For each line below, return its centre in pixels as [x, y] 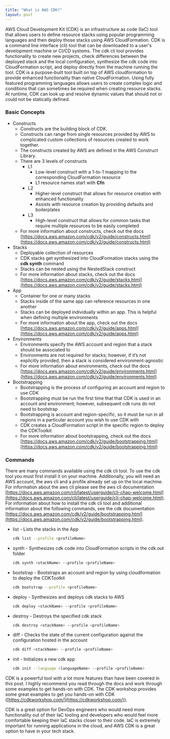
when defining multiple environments [59, 317]
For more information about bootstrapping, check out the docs [86, 436]
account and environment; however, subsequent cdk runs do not [88, 403]
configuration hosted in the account [50, 640]
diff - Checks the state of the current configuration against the [78, 635]
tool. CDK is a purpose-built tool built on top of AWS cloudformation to [79, 72]
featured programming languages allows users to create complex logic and [84, 83]
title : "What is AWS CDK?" [34, 10]
